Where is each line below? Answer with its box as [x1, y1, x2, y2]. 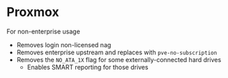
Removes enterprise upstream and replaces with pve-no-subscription [16, 48, 218, 56]
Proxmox [6, 4, 60, 20]
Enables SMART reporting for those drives [26, 63, 149, 71]
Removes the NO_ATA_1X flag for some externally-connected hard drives [16, 55, 222, 63]
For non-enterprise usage [6, 27, 81, 36]
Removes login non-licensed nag [16, 40, 112, 49]
